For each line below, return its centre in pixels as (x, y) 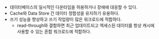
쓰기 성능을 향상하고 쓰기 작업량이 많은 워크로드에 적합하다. (66, 19)
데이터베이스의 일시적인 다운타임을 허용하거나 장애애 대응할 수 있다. (73, 7)
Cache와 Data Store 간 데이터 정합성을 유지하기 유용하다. (64, 13)
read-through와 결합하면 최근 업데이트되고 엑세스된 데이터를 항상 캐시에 (86, 25)
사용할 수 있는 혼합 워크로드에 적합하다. (54, 31)
